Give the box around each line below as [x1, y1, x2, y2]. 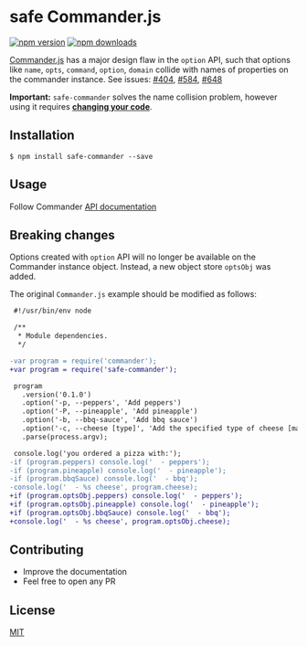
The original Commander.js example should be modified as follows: [9, 289, 258, 300]
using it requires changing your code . [9, 101, 153, 111]
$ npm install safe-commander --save [9, 152, 153, 161]
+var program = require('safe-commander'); [9, 365, 178, 374]
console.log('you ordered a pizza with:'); [13, 449, 182, 458]
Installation [9, 128, 75, 143]
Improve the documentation [22, 567, 128, 577]
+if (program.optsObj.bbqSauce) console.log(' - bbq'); [9, 508, 231, 517]
